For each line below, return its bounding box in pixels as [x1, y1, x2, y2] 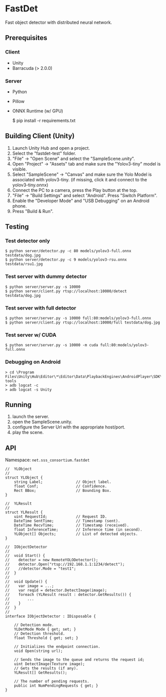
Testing [5, 222, 29, 231]
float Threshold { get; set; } [14, 636, 79, 641]
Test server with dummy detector [5, 273, 87, 280]
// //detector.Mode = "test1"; [5, 566, 77, 571]
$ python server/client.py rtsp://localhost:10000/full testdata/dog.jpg [5, 320, 161, 325]
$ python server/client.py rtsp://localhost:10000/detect [5, 288, 127, 294]
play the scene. [12, 429, 44, 435]
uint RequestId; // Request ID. [14, 514, 107, 519]
